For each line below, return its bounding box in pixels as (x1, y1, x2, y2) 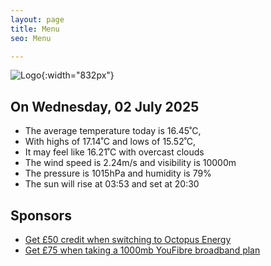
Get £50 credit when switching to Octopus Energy (24, 234, 232, 245)
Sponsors (10, 207, 72, 224)
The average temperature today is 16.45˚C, (24, 125, 202, 137)
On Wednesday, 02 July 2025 (10, 98, 200, 115)
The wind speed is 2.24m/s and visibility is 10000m (24, 157, 237, 169)
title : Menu (10, 24, 60, 34)
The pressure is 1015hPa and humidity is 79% (24, 167, 212, 180)
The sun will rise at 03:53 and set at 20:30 (24, 178, 200, 190)
